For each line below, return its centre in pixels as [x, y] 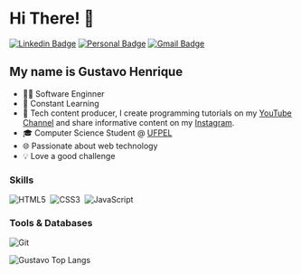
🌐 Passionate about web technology [90, 146]
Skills [22, 180]
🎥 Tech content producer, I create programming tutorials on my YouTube [157, 113]
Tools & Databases [51, 222]
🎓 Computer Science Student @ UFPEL [97, 132]
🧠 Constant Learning [61, 103]
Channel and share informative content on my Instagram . [128, 122]
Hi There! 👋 [52, 19]
